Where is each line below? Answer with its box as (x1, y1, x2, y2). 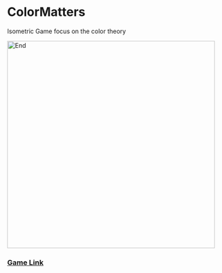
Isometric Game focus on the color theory (7, 27, 127, 35)
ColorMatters (7, 4, 86, 20)
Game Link (7, 257, 44, 267)
